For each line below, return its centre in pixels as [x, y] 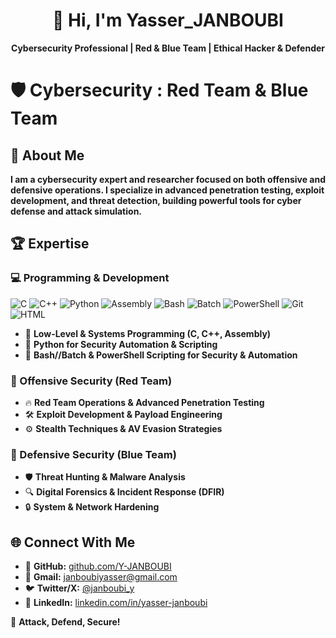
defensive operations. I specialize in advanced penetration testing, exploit [167, 190]
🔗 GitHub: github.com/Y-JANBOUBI [98, 566]
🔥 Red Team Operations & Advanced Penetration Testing [144, 402]
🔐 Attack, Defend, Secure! [65, 622]
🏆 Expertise [50, 244]
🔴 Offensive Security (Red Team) [91, 381]
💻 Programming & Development [90, 278]
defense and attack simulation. [76, 211]
